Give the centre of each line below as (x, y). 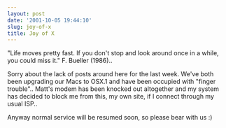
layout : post (26, 14)
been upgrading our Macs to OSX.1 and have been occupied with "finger (112, 82)
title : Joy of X (31, 33)
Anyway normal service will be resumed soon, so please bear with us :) (110, 118)
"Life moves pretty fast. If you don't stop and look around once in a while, (113, 53)
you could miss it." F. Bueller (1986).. (60, 61)
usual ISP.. (22, 104)
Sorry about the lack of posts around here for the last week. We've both (111, 74)
